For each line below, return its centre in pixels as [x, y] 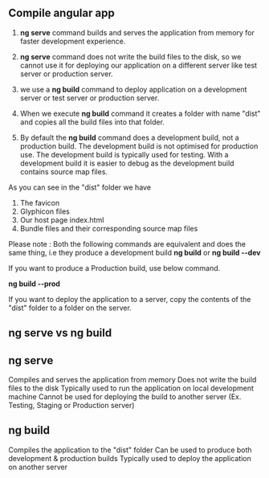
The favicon [40, 202]
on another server [38, 467]
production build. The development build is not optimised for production [139, 146]
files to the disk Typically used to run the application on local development [131, 388]
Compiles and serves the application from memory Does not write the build [132, 380]
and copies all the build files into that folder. [92, 122]
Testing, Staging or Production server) [71, 406]
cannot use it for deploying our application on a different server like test [139, 65]
